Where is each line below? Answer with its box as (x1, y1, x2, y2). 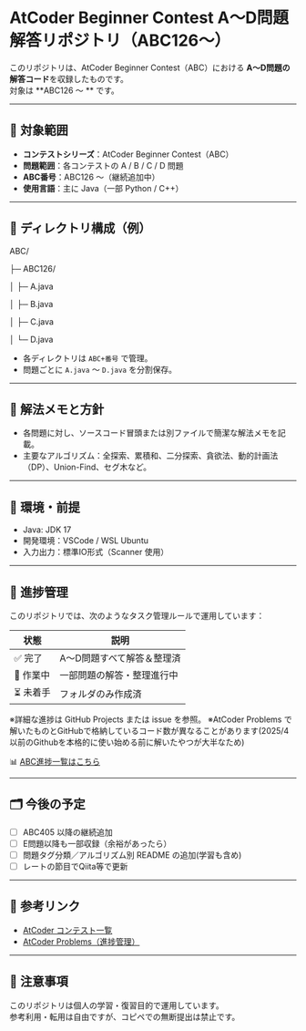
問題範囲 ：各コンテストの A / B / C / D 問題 (22, 160, 184, 170)
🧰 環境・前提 (9, 500, 80, 515)
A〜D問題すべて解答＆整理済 (58, 652, 181, 665)
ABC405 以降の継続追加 (22, 826, 113, 838)
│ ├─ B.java (9, 298, 54, 309)
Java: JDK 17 (22, 524, 72, 535)
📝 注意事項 (9, 974, 68, 989)
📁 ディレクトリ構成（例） (9, 221, 152, 236)
